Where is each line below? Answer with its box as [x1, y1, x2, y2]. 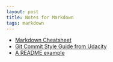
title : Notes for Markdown [6, 14, 74, 20]
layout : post [6, 8, 39, 15]
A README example [14, 49, 65, 57]
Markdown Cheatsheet [14, 37, 72, 44]
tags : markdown [6, 20, 44, 26]
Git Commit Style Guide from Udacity [14, 43, 107, 50]
